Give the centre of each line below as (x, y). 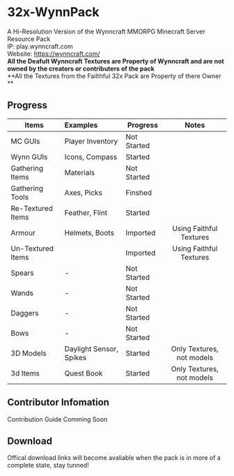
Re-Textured (32, 208)
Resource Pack (29, 38)
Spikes (76, 357)
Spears (22, 273)
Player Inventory (91, 141)
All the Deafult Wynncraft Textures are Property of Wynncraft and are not (116, 61)
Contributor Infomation (58, 402)
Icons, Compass (91, 156)
